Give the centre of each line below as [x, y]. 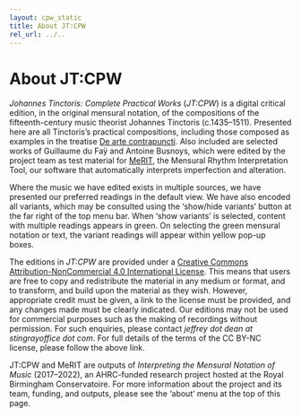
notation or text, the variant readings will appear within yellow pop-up [138, 235]
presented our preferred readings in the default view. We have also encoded [150, 197]
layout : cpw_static [46, 17]
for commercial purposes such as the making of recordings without [133, 319]
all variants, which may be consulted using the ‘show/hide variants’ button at [150, 206]
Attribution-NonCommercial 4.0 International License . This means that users [150, 272]
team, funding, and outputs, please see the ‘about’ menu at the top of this [145, 394]
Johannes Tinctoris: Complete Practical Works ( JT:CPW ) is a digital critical [147, 103]
